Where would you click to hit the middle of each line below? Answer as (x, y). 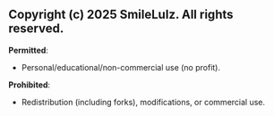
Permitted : (28, 50)
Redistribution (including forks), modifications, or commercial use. (143, 102)
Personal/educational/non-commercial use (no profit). (121, 67)
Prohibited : (30, 85)
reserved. (36, 29)
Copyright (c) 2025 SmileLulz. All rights (121, 15)
